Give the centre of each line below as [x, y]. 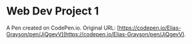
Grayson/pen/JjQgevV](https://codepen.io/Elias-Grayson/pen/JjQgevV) [95, 34]
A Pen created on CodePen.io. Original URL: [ [63, 28]
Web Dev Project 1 [53, 11]
